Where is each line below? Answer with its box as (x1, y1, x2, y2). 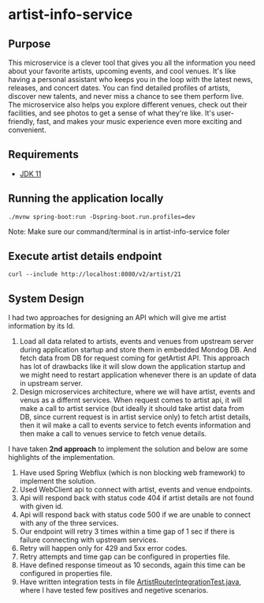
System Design (8, 292, 84, 305)
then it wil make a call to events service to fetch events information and (19, 420, 251, 430)
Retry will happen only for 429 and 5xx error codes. (19, 544, 188, 553)
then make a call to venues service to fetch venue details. (19, 429, 207, 439)
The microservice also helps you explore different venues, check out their (8, 100, 248, 109)
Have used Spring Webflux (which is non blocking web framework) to (19, 468, 246, 477)
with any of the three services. (19, 518, 119, 528)
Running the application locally (8, 192, 164, 205)
